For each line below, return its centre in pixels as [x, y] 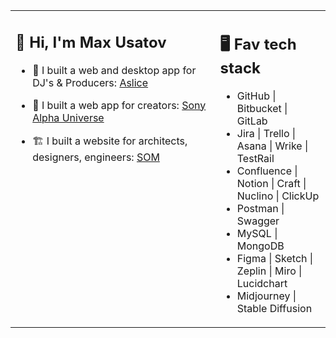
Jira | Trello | [266, 133]
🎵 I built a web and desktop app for [114, 70]
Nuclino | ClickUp [278, 196]
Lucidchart [262, 283]
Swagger [258, 221]
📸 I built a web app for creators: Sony [119, 105]
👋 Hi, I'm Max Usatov [91, 42]
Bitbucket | [262, 108]
